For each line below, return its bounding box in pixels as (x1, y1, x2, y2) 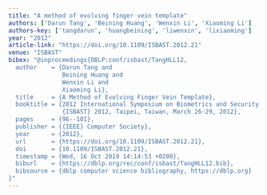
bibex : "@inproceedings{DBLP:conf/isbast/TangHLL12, (8, 57, 188, 64)
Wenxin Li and (62, 78, 110, 86)
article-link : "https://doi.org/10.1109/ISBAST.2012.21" (8, 41, 202, 49)
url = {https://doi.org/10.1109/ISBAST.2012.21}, (15, 137, 205, 146)
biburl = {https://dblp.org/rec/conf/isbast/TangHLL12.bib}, (15, 160, 234, 168)
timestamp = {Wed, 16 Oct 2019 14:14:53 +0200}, (15, 152, 181, 160)
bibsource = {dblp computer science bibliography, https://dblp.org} (15, 167, 252, 175)
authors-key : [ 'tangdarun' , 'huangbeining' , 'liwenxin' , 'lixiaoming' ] (8, 26, 252, 34)
